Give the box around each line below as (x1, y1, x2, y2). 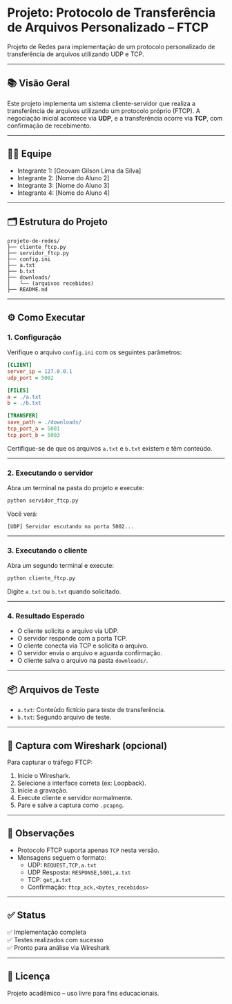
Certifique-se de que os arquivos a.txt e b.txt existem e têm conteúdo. (7, 444, 213, 452)
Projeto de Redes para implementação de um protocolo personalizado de (7, 42, 215, 51)
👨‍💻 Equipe (7, 148, 52, 160)
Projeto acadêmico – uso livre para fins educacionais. (7, 989, 159, 997)
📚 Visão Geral (7, 78, 70, 89)
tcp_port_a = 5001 (7, 425, 60, 433)
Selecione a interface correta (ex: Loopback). (17, 779, 146, 788)
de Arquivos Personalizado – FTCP (7, 19, 209, 35)
